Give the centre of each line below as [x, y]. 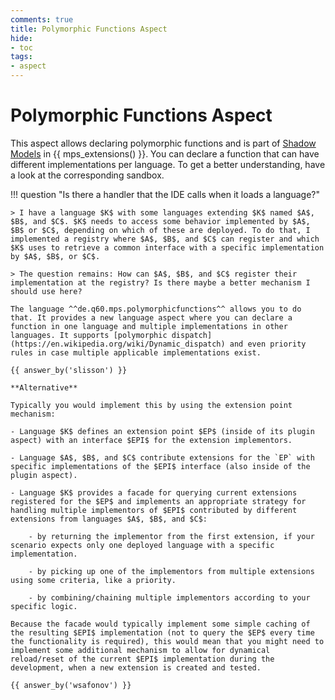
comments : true [42, 19]
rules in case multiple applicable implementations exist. [136, 352]
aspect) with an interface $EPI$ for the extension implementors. [151, 440]
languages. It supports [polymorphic [89, 335]
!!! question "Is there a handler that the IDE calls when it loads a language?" [165, 194]
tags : [21, 57]
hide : [21, 38]
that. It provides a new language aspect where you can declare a [151, 317]
